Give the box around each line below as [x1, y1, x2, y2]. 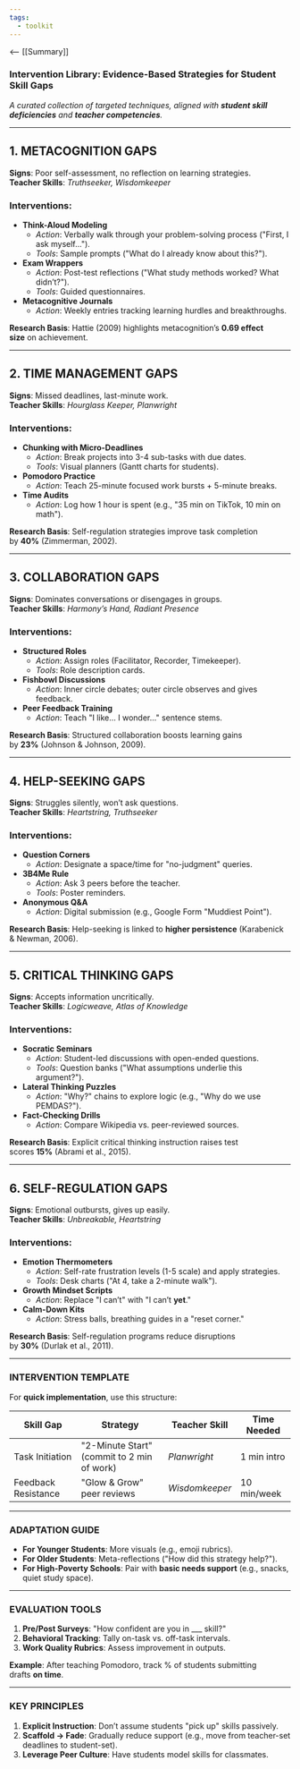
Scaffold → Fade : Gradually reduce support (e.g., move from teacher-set [21, 1730, 291, 1740]
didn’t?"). [35, 276, 70, 287]
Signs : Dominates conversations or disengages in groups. [9, 593, 223, 604]
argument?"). [35, 1072, 85, 1083]
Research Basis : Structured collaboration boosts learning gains [9, 730, 243, 741]
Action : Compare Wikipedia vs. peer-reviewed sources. [35, 1119, 239, 1130]
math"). [35, 509, 64, 520]
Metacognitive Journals [21, 295, 113, 306]
